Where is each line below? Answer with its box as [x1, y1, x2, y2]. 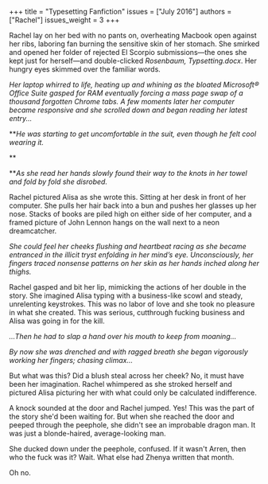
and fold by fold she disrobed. [9, 177, 108, 186]
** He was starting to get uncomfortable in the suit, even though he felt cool [9, 129, 257, 139]
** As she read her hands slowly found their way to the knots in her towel [9, 169, 247, 178]
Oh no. [9, 468, 31, 477]
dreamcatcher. [9, 226, 57, 236]
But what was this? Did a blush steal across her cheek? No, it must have [9, 371, 245, 381]
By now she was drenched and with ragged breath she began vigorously [9, 347, 249, 357]
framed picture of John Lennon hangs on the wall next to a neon [9, 218, 219, 227]
